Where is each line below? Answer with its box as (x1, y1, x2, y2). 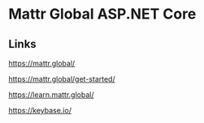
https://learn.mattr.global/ (8, 90, 94, 100)
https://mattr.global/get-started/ (8, 74, 115, 83)
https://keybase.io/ (8, 106, 72, 115)
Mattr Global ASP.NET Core (8, 5, 197, 23)
